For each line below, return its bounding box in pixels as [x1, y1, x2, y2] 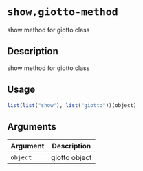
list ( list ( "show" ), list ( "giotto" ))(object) [7, 102, 137, 109]
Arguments [7, 121, 57, 133]
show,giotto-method [7, 5, 118, 19]
